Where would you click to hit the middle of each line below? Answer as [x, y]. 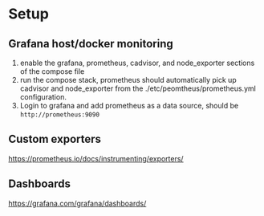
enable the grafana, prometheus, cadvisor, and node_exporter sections [137, 63]
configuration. [43, 97]
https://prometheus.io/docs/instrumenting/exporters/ [96, 158]
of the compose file [52, 71]
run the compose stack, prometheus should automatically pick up [128, 80]
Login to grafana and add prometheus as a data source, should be [129, 106]
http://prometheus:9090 [60, 115]
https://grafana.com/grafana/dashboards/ [77, 203]
